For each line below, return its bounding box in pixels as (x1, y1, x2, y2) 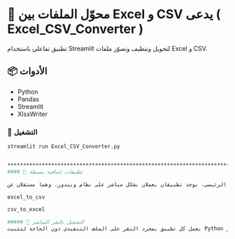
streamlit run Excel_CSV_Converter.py (7, 143, 120, 150)
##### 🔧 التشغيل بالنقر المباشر (7, 219, 85, 226)
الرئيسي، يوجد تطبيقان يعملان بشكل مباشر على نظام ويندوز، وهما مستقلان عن (7, 181, 227, 188)
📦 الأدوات (7, 66, 48, 78)
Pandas (17, 94, 40, 103)
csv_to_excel (7, 206, 45, 213)
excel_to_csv (7, 194, 45, 201)
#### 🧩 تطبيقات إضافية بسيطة (7, 168, 83, 175)
